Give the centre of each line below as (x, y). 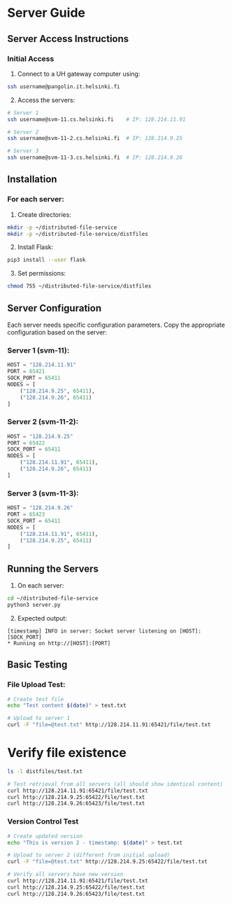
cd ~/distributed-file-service (53, 599)
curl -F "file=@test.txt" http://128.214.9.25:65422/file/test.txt (108, 862)
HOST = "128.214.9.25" (40, 436)
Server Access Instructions (68, 39)
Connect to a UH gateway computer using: (79, 73)
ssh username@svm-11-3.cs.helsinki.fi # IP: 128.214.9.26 (95, 158)
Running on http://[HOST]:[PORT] (62, 643)
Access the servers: (46, 100)
